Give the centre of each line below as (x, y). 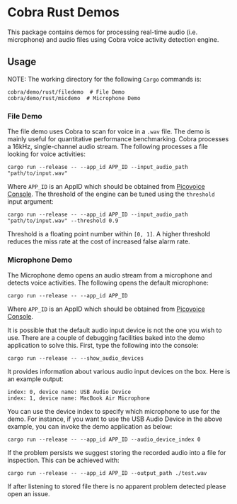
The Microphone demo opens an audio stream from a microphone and (110, 275)
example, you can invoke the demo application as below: (90, 427)
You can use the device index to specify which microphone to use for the (114, 412)
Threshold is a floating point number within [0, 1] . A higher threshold (109, 234)
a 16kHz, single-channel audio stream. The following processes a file (108, 147)
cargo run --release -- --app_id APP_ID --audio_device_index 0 (104, 440)
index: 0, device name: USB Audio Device (69, 392)
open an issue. (29, 494)
